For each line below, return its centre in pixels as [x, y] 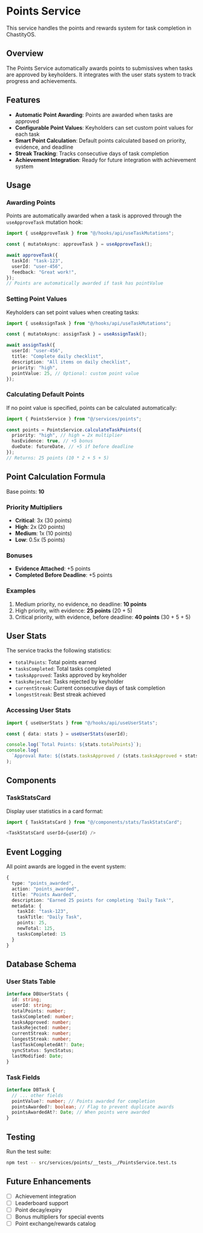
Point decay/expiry [38, 1210]
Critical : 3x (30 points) [43, 520]
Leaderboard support [41, 1203]
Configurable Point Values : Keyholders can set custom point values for [104, 127]
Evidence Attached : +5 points [53, 569]
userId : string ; [32, 1005]
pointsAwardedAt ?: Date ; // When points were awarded [81, 1112]
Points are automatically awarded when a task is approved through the [94, 216]
